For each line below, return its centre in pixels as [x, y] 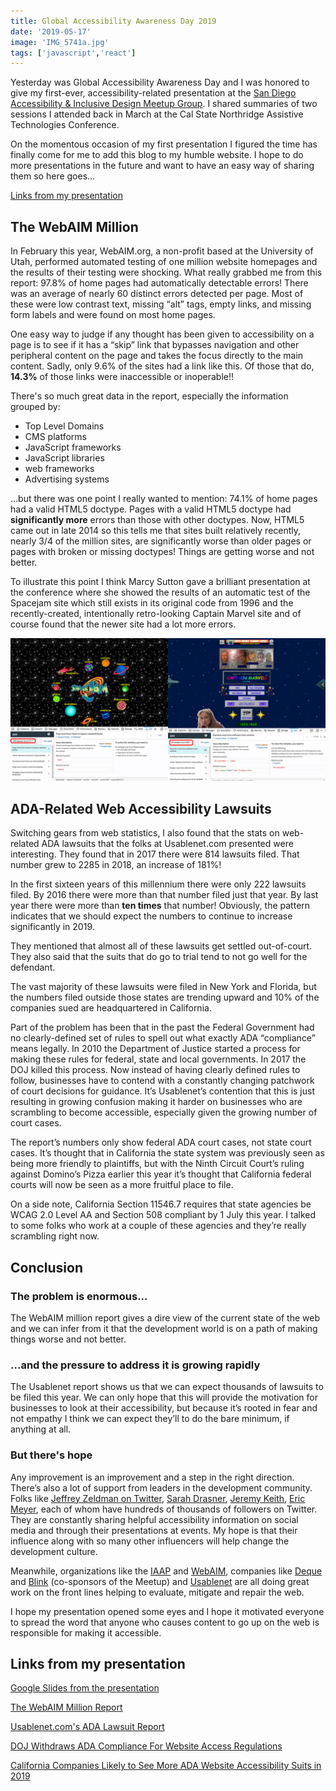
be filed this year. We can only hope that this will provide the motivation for [164, 1397]
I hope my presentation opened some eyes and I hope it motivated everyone [167, 1611]
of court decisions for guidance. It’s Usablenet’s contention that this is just [162, 1091]
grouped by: [35, 407]
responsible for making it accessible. [86, 1632]
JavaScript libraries [64, 458]
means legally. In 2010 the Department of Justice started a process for [155, 1049]
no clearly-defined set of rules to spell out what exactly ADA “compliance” [163, 1038]
